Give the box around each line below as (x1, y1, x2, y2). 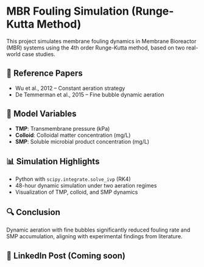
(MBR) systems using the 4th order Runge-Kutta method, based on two (6, 44, 185, 51)
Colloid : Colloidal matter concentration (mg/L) (15, 131, 131, 139)
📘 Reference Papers (6, 68, 83, 79)
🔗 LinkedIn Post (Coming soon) (6, 251, 126, 261)
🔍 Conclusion (6, 207, 61, 218)
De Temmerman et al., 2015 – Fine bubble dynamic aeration (15, 90, 164, 98)
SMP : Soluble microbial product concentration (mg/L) (15, 137, 150, 145)
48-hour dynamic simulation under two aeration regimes (15, 182, 157, 189)
